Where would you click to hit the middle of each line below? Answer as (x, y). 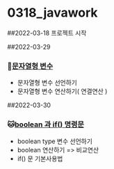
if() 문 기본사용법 (40, 159)
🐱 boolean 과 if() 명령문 (46, 124)
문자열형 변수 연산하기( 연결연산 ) (62, 91)
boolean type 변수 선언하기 (55, 141)
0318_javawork (53, 13)
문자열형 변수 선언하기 (47, 83)
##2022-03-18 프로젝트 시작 (47, 33)
